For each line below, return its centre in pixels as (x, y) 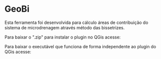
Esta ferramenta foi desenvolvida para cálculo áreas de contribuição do (76, 22)
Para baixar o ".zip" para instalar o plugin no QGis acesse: (63, 37)
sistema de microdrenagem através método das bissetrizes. (65, 27)
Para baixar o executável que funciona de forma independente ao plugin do (80, 46)
